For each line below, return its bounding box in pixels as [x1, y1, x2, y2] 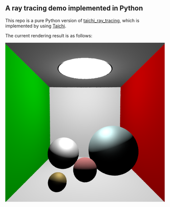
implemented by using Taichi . [5, 23, 67, 29]
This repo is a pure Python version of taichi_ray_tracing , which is [5, 17, 140, 23]
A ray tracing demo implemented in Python [5, 4, 143, 13]
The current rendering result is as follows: [5, 32, 93, 38]
